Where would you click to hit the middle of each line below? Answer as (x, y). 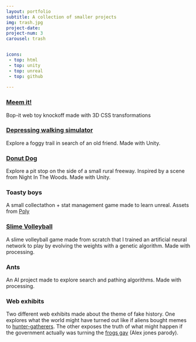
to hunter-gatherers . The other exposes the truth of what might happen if (94, 327)
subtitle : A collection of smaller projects (61, 17)
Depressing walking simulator (50, 130)
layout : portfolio (28, 11)
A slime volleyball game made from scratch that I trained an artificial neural (97, 239)
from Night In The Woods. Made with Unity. (58, 177)
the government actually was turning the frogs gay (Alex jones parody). (92, 333)
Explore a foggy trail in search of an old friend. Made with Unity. (83, 143)
